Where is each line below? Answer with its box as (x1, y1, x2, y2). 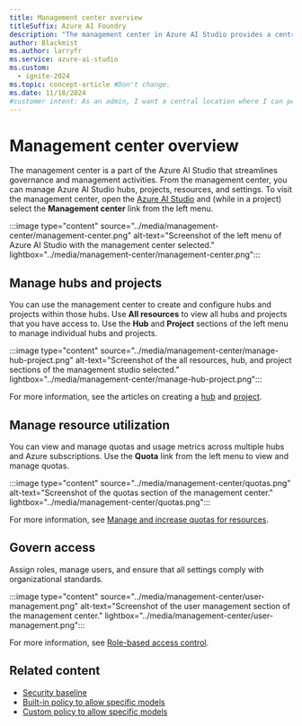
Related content (9, 663, 101, 678)
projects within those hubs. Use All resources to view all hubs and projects (9, 309, 288, 320)
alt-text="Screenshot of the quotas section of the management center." (9, 487, 274, 498)
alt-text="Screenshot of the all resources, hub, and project (75, 355, 292, 366)
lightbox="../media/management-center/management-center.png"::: (9, 249, 261, 261)
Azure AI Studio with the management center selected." (9, 240, 216, 251)
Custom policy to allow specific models (22, 706, 168, 717)
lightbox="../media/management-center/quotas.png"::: (9, 496, 211, 508)
